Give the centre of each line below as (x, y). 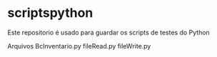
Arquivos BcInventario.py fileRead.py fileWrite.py (79, 46)
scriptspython (50, 13)
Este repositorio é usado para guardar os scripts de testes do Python (109, 32)
